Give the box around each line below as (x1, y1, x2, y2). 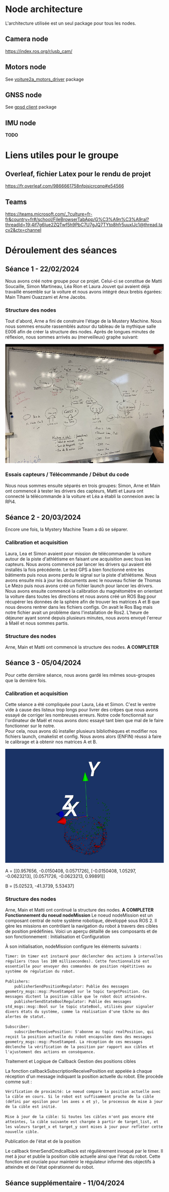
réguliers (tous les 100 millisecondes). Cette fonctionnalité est (5, 959, 150, 964)
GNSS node (5, 91, 42, 99)
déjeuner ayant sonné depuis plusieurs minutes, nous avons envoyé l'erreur (5, 614, 162, 620)
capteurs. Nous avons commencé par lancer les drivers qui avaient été (5, 561, 152, 567)
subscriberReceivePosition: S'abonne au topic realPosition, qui (14, 1029, 154, 1034)
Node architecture (5, 4, 83, 15)
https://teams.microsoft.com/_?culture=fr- (5, 211, 93, 217)
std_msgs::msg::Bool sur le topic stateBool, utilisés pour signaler (5, 1004, 154, 1009)
